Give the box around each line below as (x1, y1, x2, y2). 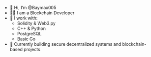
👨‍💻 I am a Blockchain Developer (9, 10, 75, 16)
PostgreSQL (17, 31, 42, 36)
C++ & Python (17, 26, 46, 31)
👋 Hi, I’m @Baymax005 (9, 5, 57, 10)
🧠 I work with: (9, 15, 38, 21)
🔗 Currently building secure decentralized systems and (9, 41, 121, 47)
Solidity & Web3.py (17, 20, 56, 26)
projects (24, 47, 40, 52)
